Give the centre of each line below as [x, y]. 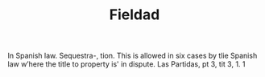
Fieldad [135, 15]
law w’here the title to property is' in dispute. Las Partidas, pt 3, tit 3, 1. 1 [126, 64]
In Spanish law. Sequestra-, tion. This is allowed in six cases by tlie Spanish [132, 56]
